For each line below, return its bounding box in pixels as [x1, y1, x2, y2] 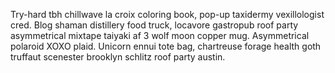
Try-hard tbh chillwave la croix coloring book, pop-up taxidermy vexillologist [10, 9, 325, 20]
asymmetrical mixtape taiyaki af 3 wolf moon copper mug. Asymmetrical [10, 30, 310, 41]
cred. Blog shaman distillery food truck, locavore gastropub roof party [10, 19, 299, 31]
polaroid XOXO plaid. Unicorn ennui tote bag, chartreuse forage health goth [10, 40, 322, 52]
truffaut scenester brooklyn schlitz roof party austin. [10, 51, 226, 63]
